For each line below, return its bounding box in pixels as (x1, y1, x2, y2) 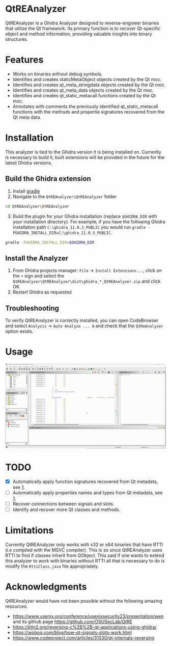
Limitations (5, 525, 54, 536)
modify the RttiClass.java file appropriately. (5, 563, 99, 569)
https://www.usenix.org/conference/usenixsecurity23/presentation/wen (12, 613, 164, 619)
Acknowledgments (5, 581, 88, 593)
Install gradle (12, 188, 40, 194)
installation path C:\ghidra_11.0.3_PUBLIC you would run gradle (12, 224, 146, 230)
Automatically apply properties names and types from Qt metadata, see (12, 490, 163, 496)
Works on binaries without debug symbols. (12, 71, 103, 77)
